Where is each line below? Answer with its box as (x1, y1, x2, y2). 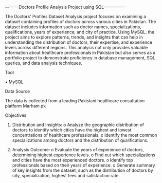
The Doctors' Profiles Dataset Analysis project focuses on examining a (5, 14, 146, 19)
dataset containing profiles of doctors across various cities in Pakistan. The (5, 19, 156, 24)
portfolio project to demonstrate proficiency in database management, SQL (5, 55, 156, 60)
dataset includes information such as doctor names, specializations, (5, 24, 142, 30)
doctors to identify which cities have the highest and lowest (12, 127, 132, 133)
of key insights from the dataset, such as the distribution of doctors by (12, 167, 153, 173)
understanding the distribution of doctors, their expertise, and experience (5, 39, 152, 45)
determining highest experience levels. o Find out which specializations (12, 152, 156, 158)
